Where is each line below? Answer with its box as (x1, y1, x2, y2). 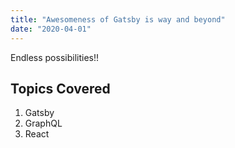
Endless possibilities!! (10, 51, 99, 63)
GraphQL (24, 117, 63, 130)
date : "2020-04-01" (10, 24, 92, 34)
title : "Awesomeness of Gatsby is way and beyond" (10, 14, 226, 25)
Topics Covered (10, 80, 111, 97)
